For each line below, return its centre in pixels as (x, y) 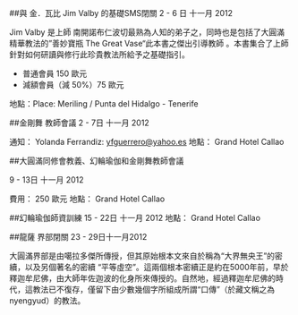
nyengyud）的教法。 (47, 301)
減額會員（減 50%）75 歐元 (73, 85)
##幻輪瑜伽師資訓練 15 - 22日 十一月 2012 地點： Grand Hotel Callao (135, 218)
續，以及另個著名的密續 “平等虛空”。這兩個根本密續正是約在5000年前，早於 (149, 267)
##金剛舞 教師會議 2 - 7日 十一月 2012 (79, 123)
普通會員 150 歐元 (55, 73)
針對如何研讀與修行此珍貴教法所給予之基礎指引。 (99, 55)
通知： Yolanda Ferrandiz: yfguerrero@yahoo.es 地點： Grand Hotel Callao (147, 142)
